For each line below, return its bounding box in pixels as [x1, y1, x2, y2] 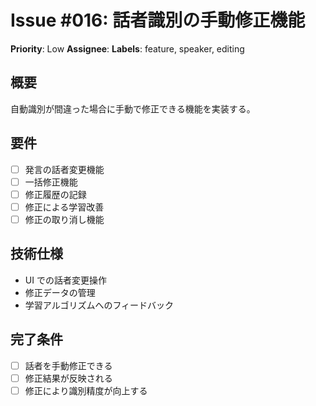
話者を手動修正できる [24, 359, 113, 371]
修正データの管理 [24, 286, 96, 298]
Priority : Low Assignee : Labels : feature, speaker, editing [10, 42, 245, 55]
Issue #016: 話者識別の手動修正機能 [10, 9, 306, 32]
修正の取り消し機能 [24, 213, 105, 225]
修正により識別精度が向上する [24, 384, 148, 396]
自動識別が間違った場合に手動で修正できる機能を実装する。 [10, 102, 256, 115]
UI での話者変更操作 [24, 274, 107, 286]
